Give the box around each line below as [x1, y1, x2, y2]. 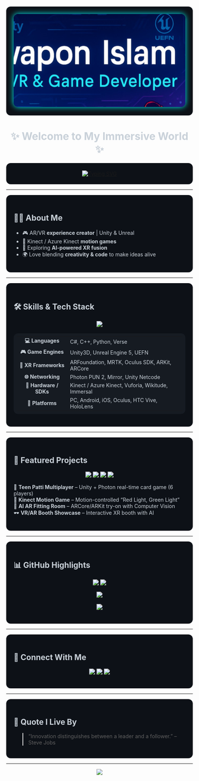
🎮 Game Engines [20, 348, 64, 355]
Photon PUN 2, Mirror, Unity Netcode [70, 373, 161, 381]
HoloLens [70, 403, 94, 410]
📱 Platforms [27, 400, 57, 407]
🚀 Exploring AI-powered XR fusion [22, 244, 108, 251]
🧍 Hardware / [25, 382, 59, 389]
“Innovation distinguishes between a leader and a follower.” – [28, 733, 177, 740]
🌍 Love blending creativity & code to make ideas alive [22, 250, 156, 258]
